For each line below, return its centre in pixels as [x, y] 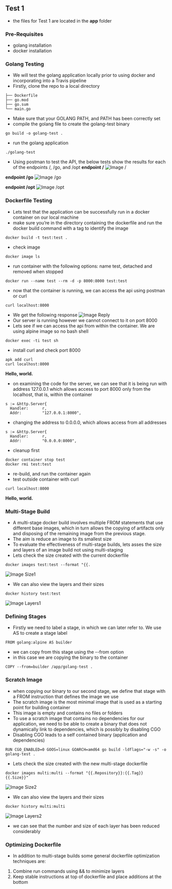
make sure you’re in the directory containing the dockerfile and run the [88, 222]
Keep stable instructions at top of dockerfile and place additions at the [87, 876]
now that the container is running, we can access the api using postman [89, 290]
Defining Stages [26, 616]
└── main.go [18, 109]
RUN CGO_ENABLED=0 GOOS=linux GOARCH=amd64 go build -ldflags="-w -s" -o [86, 749]
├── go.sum [17, 105]
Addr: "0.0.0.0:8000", [43, 441]
